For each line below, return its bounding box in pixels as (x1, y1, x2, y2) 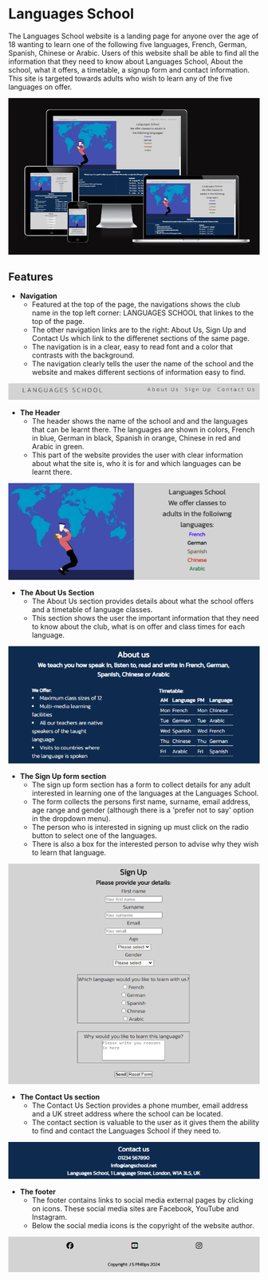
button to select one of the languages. (31, 831, 158, 840)
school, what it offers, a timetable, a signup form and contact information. (8, 65, 250, 74)
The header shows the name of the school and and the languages (31, 416, 249, 425)
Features (8, 271, 53, 283)
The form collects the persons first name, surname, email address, (31, 796, 251, 806)
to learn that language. (31, 847, 106, 857)
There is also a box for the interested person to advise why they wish (31, 839, 259, 848)
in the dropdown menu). (31, 813, 112, 823)
